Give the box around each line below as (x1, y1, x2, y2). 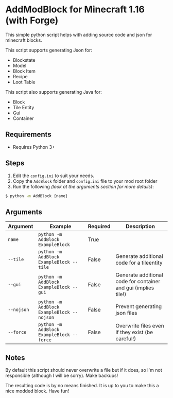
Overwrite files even (115, 322, 164, 330)
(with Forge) (5, 14, 59, 26)
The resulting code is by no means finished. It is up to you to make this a (5, 383, 159, 389)
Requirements (5, 130, 51, 139)
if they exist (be (115, 328, 153, 336)
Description (125, 223, 155, 230)
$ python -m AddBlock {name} (5, 193, 68, 199)
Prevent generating (115, 303, 162, 310)
